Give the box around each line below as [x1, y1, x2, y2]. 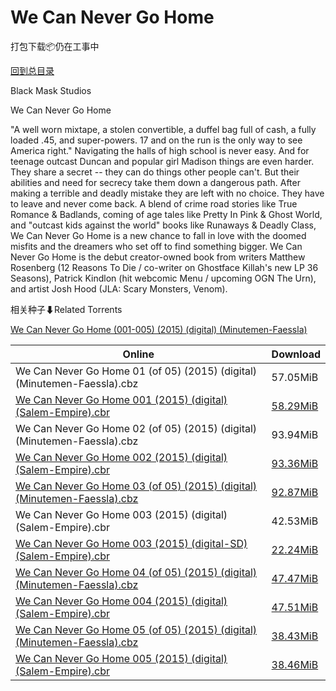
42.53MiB [271, 514, 319, 528]
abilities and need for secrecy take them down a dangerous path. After [10, 176, 301, 188]
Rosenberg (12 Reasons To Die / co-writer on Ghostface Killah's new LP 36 [10, 261, 319, 273]
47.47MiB [271, 571, 319, 585]
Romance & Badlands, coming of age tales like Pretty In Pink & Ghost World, [10, 208, 323, 220]
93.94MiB [271, 427, 319, 441]
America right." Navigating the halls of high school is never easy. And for [10, 144, 310, 156]
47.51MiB [271, 600, 319, 614]
